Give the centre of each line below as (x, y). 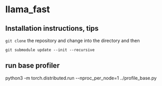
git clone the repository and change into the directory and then (73, 40)
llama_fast (28, 9)
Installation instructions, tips (52, 28)
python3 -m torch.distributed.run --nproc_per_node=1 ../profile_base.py (81, 78)
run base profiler (32, 66)
